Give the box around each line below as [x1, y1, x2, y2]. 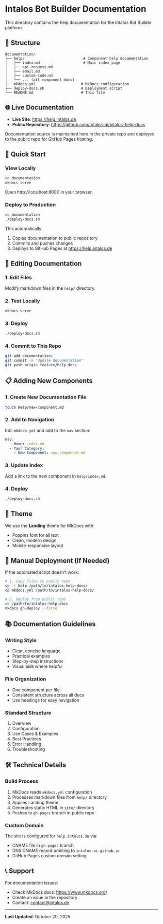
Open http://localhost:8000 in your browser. [5, 189, 93, 195]
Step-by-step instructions [12, 659, 64, 664]
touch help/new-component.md [5, 405, 64, 410]
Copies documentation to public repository [12, 235, 98, 241]
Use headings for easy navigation [12, 697, 80, 703]
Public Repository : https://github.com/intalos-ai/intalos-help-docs [12, 121, 146, 127]
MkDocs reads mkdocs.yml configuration [12, 789, 92, 795]
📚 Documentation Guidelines [5, 620, 96, 628]
